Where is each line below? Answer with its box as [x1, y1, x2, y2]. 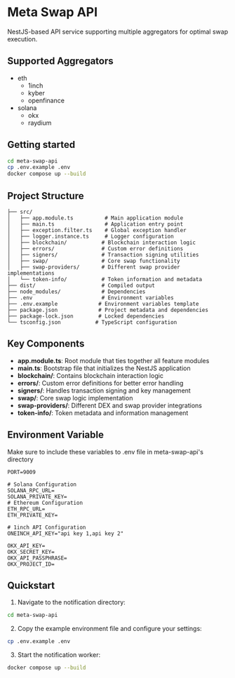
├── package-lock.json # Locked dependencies [7, 313, 165, 320]
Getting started [7, 139, 76, 151]
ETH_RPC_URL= [7, 506, 46, 513]
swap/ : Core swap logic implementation [17, 393, 133, 402]
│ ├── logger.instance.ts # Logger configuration [7, 233, 174, 240]
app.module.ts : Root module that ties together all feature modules [17, 356, 210, 365]
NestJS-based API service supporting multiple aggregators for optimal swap [7, 27, 229, 36]
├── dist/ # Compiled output [7, 282, 156, 289]
